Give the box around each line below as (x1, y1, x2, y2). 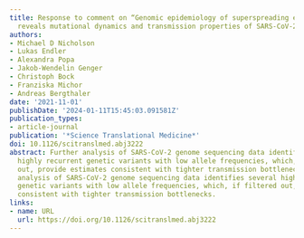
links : (9, 198, 34, 208)
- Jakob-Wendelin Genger (9, 64, 103, 73)
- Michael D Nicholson (9, 38, 95, 48)
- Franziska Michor (9, 81, 83, 90)
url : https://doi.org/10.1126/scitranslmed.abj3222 (17, 214, 217, 224)
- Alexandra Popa (9, 55, 75, 64)
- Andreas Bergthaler (9, 89, 91, 98)
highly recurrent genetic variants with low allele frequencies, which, (17, 156, 298, 166)
